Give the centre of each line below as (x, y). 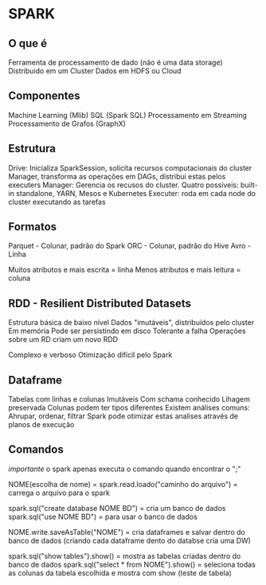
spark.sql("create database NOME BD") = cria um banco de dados (117, 508)
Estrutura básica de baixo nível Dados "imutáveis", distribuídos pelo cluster (131, 323)
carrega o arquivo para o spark (59, 493)
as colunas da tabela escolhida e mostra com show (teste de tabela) (120, 573)
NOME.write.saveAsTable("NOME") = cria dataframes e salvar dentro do (127, 532)
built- (249, 185)
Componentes (45, 96)
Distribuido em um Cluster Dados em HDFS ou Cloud (95, 71)
